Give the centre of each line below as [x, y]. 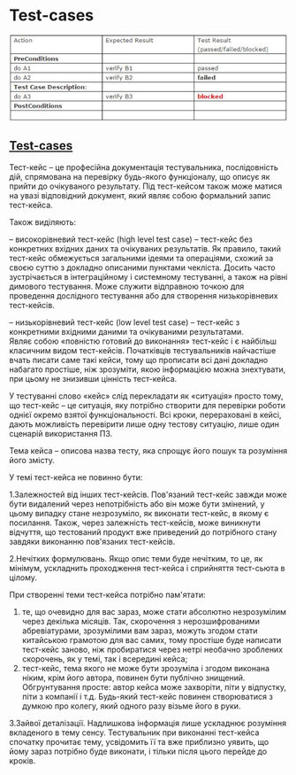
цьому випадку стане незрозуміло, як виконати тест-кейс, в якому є [139, 513]
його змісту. [32, 460]
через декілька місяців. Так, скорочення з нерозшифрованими [141, 621]
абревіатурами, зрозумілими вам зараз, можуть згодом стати [140, 631]
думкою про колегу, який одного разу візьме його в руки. [131, 706]
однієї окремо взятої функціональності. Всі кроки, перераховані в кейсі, [145, 415]
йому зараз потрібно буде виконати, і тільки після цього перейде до [138, 751]
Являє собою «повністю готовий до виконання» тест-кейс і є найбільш [143, 341]
